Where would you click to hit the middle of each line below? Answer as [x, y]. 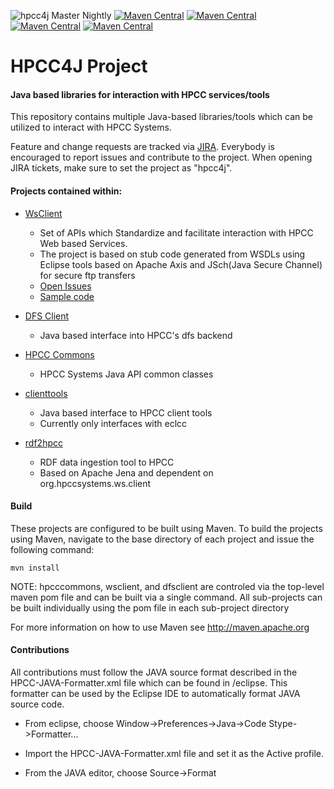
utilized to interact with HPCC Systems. [91, 127]
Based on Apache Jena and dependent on [126, 472]
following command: [52, 549]
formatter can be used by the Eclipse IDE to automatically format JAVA [155, 693]
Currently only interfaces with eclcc [113, 423]
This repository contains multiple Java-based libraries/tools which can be [161, 117]
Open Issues [65, 286]
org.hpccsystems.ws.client [95, 483]
